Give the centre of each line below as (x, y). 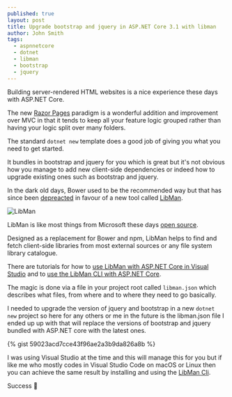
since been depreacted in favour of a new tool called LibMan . (95, 197)
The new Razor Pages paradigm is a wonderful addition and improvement (113, 113)
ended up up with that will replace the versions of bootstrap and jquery (109, 323)
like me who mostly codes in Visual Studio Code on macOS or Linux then (111, 365)
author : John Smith (36, 33)
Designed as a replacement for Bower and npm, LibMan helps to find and (112, 238)
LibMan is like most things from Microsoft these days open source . (103, 224)
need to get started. (36, 148)
